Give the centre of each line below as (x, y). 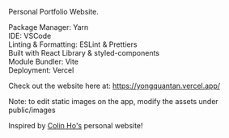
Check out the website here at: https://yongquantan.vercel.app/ (114, 86)
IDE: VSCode (30, 36)
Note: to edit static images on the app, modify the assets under (113, 101)
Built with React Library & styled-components (84, 53)
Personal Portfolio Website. (54, 12)
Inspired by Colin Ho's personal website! (76, 125)
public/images (32, 110)
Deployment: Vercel (41, 70)
